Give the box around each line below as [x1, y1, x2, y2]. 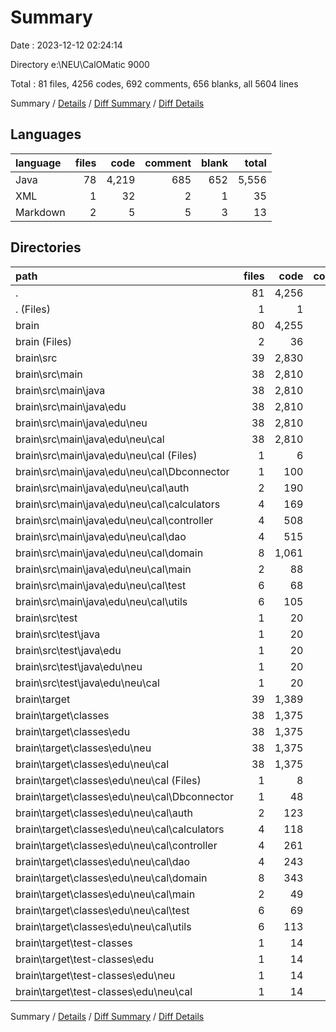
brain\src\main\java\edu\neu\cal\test [15, 578, 187, 592]
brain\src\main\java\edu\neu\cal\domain [15, 546, 204, 560]
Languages [10, 126, 82, 143]
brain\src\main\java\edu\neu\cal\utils [15, 594, 188, 608]
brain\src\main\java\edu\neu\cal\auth [15, 481, 190, 495]
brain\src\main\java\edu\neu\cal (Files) [15, 448, 198, 462]
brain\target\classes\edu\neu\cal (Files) [15, 773, 202, 787]
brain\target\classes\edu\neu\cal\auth [15, 806, 193, 820]
